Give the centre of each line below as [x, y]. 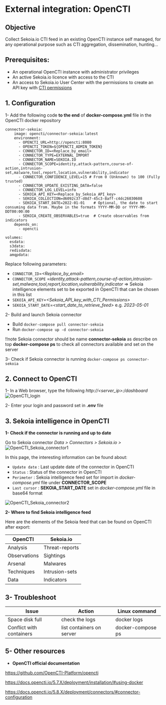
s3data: [18, 246]
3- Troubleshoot [31, 597]
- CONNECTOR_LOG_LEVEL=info [47, 190]
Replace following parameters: [36, 264]
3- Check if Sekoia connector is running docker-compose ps [65, 359]
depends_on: [26, 224]
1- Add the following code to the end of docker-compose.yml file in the [78, 115]
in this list [22, 294]
